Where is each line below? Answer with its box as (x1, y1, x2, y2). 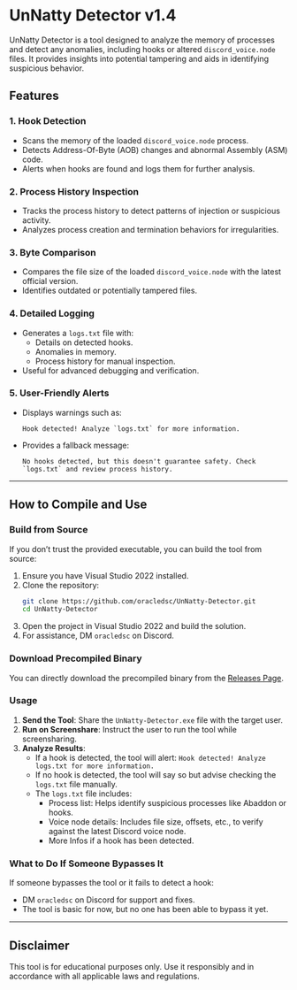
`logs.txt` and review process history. (21, 464, 173, 473)
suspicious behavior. (9, 63, 85, 73)
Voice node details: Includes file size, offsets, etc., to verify (48, 816, 263, 827)
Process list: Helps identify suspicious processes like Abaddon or (48, 797, 287, 808)
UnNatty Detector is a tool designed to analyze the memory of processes (9, 35, 276, 45)
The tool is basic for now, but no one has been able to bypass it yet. (21, 904, 269, 915)
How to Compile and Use (9, 497, 148, 512)
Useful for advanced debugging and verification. (21, 365, 200, 376)
